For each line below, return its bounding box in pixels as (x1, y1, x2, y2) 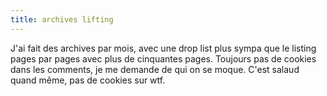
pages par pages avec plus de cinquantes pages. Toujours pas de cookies (10, 52, 317, 65)
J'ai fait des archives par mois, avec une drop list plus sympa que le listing (10, 42, 317, 54)
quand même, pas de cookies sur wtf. (10, 74, 166, 86)
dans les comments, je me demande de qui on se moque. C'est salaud (10, 63, 300, 75)
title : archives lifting (10, 14, 114, 25)
